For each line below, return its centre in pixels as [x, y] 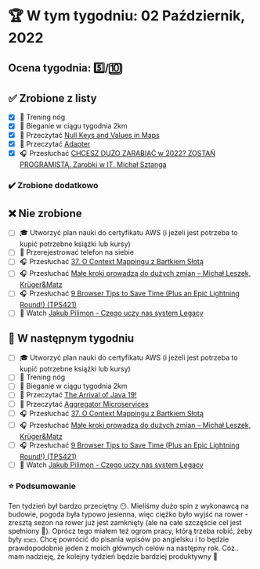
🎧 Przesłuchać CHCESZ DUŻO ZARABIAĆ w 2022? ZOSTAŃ [117, 153]
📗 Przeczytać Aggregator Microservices [84, 404]
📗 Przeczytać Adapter [55, 143]
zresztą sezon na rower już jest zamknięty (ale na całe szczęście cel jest [125, 522]
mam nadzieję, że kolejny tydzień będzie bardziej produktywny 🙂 [113, 556]
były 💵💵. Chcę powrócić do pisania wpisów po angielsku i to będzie [119, 539]
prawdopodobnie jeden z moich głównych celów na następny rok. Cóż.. [124, 548]
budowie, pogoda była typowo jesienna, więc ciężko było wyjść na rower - [128, 514]
